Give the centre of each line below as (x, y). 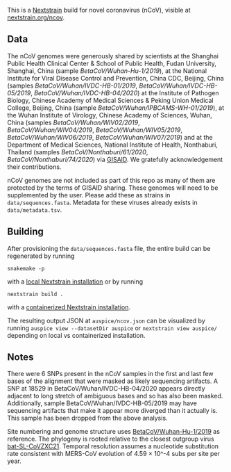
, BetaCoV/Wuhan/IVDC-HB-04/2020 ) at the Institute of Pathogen (125, 92)
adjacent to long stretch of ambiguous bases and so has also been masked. (115, 396)
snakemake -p (26, 268)
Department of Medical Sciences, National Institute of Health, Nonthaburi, (113, 145)
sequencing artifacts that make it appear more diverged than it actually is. (112, 411)
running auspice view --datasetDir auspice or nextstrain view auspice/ (112, 328)
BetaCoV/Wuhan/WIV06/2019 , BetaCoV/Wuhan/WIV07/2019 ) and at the (110, 137)
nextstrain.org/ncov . (36, 17)
